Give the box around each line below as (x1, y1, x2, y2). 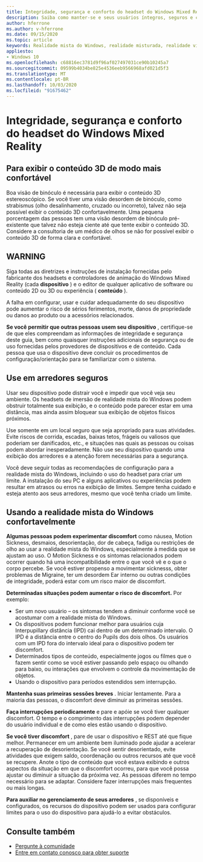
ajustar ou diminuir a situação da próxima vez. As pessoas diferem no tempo (6, 771, 197, 778)
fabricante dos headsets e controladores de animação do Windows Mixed (6, 274, 190, 281)
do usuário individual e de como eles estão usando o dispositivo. (6, 721, 168, 728)
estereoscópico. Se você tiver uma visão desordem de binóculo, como (6, 195, 182, 203)
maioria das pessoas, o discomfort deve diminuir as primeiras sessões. (6, 697, 183, 704)
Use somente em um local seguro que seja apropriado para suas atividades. (6, 426, 196, 433)
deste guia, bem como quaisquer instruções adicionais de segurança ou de (6, 336, 194, 343)
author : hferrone (6, 20, 50, 26)
